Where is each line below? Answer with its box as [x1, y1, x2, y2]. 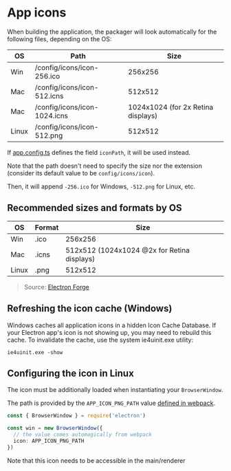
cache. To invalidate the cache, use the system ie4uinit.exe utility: [7, 336, 194, 344]
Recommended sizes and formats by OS [7, 202, 182, 214]
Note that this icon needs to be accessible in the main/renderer [7, 456, 186, 465]
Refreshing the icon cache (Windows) [7, 303, 173, 314]
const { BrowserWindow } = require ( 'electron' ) [7, 413, 146, 419]
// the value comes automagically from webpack [13, 431, 153, 438]
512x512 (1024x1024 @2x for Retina [65, 245, 190, 255]
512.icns [34, 91, 64, 100]
